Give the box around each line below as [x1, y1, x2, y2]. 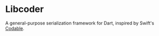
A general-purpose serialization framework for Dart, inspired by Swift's [5, 20, 154, 26]
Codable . [5, 25, 24, 31]
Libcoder [5, 3, 44, 15]
